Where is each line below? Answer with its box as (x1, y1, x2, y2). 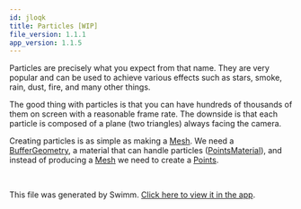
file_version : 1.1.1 (9, 30, 87, 39)
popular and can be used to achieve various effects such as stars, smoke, (9, 73, 283, 83)
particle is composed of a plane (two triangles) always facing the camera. (9, 118, 282, 129)
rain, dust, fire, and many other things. (9, 82, 151, 92)
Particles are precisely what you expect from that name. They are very (9, 63, 270, 74)
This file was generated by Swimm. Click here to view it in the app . (9, 189, 256, 200)
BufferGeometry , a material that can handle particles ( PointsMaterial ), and (9, 145, 283, 156)
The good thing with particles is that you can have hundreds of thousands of (9, 100, 293, 110)
